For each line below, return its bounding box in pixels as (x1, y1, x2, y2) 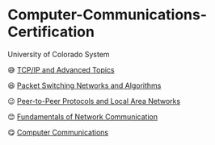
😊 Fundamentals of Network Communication (7, 111, 158, 122)
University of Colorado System (7, 49, 110, 59)
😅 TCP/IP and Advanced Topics (7, 64, 115, 74)
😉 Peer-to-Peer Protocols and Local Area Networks (7, 96, 181, 106)
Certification (7, 23, 95, 41)
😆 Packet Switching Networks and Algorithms (7, 81, 162, 90)
